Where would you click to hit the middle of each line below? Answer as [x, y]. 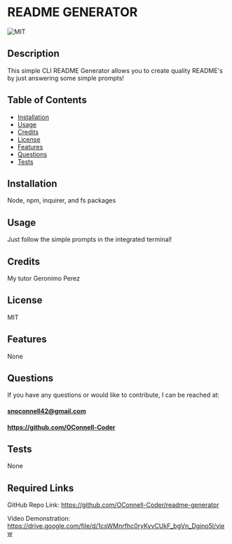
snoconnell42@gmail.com [47, 412]
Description [33, 54]
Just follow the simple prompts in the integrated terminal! [90, 240]
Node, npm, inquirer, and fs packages [62, 200]
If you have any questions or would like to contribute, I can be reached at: [113, 395]
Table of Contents [47, 100]
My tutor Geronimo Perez [44, 278]
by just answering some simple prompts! [66, 78]
